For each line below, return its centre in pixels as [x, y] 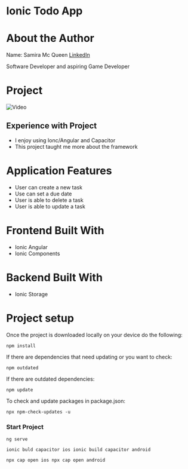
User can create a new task [48, 187]
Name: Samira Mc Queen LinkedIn [48, 55]
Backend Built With [55, 278]
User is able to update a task [50, 206]
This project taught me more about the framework [76, 146]
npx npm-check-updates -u [38, 412]
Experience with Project [52, 126]
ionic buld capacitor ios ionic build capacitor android [78, 449]
